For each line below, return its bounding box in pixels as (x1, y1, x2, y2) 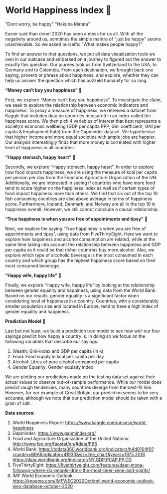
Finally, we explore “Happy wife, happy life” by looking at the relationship (5, 282, 155, 288)
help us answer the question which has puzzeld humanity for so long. (5, 77, 148, 83)
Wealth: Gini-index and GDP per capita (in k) (12, 348, 104, 354)
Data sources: (5, 410, 35, 416)
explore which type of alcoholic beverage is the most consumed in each (5, 252, 153, 258)
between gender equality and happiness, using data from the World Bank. (5, 287, 157, 293)
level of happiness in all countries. (5, 144, 75, 150)
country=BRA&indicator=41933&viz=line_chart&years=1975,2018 (12, 451, 146, 457)
